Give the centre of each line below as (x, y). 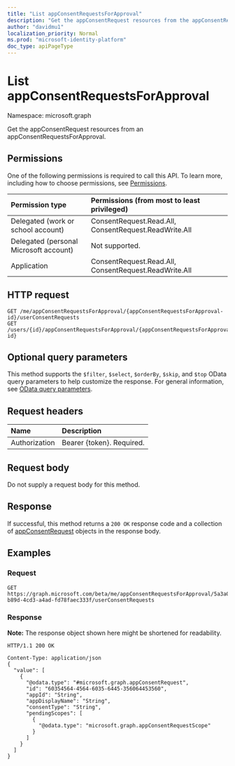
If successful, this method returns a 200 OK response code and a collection (115, 523)
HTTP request (38, 295)
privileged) (109, 209)
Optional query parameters (67, 357)
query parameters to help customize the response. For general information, (115, 382)
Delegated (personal (44, 241)
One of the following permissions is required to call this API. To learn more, (115, 176)
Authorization (33, 443)
